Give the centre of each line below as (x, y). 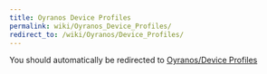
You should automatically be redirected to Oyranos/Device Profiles (133, 60)
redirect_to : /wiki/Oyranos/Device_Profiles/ (96, 34)
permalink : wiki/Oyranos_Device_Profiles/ (91, 26)
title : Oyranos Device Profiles (70, 18)
